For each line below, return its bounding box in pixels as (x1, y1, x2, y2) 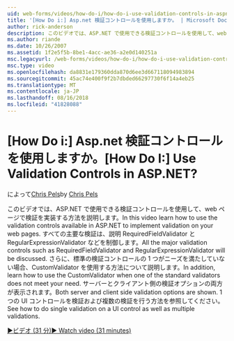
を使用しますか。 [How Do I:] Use (7, 151, 196, 167)
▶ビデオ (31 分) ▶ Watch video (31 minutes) (7, 326, 132, 335)
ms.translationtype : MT (7, 82, 77, 89)
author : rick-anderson (7, 23, 73, 30)
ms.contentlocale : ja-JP (7, 88, 79, 95)
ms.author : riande (7, 36, 61, 43)
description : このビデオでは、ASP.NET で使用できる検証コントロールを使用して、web (7, 29, 227, 37)
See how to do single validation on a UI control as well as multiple (7, 304, 195, 312)
